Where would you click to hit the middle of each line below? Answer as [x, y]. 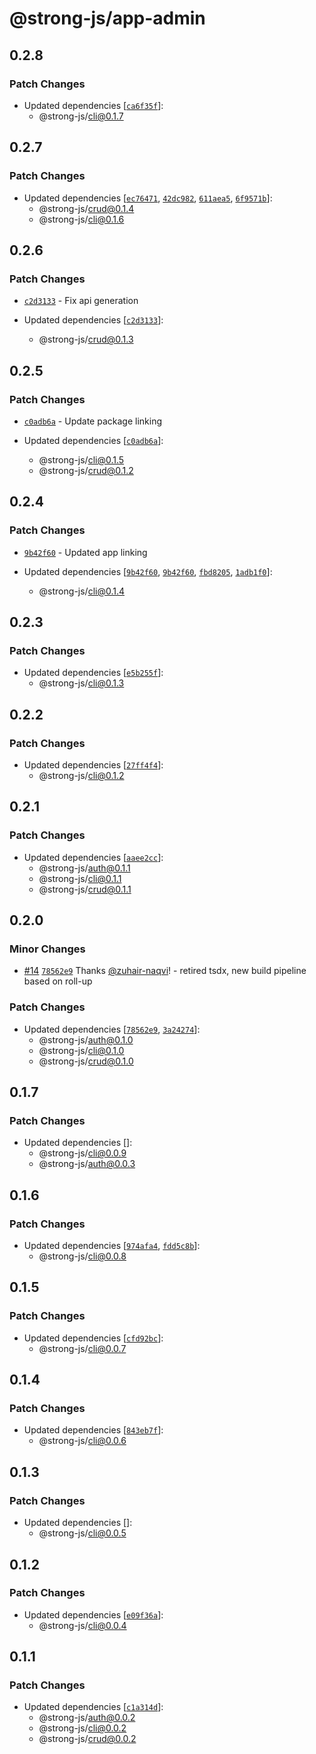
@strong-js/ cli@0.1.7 [81, 116]
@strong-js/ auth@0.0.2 [87, 1718]
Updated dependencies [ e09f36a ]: [93, 1614]
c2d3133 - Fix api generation [81, 301]
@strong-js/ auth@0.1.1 [84, 868]
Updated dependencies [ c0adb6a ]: [93, 440]
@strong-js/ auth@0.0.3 [87, 1164]
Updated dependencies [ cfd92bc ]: [93, 1338]
